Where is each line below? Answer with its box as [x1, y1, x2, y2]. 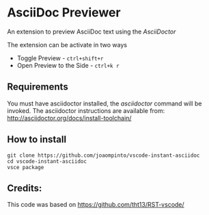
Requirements [7, 81, 68, 93]
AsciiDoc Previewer [7, 5, 121, 21]
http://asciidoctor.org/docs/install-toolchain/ [7, 114, 132, 122]
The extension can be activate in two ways [7, 40, 128, 49]
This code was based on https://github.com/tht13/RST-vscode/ [7, 201, 184, 209]
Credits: [7, 182, 42, 194]
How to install [7, 134, 67, 145]
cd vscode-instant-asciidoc [7, 157, 87, 165]
